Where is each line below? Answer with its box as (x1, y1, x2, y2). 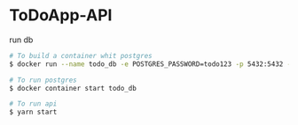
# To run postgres (9, 76, 77, 85)
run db (9, 34, 34, 45)
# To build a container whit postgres (9, 51, 153, 60)
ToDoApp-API (9, 5, 113, 26)
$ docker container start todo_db (9, 84, 137, 92)
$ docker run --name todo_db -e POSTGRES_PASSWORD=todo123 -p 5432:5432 (9, 59, 284, 69)
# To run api (9, 99, 58, 108)
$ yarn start (9, 107, 58, 117)
